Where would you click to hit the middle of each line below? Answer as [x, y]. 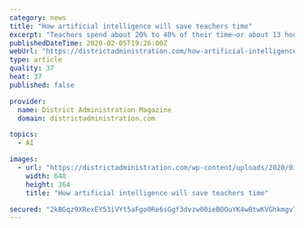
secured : [26, 209]
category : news [38, 18]
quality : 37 [32, 69]
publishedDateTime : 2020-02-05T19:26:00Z [89, 43]
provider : [28, 101]
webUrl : [24, 52]
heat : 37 [26, 77]
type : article [36, 60]
